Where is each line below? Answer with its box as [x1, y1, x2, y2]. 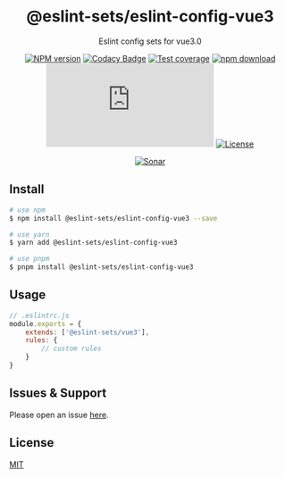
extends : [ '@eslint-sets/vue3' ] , [25, 328, 150, 337]
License [9, 435, 54, 450]
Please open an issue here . [9, 409, 109, 420]
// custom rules [41, 344, 102, 354]
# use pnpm [9, 255, 50, 264]
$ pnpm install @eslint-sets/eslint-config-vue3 [9, 263, 194, 272]
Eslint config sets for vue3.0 [98, 36, 202, 46]
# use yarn [9, 230, 50, 239]
